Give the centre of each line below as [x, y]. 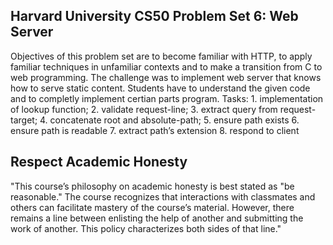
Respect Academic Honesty [99, 162]
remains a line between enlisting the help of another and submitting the [157, 218]
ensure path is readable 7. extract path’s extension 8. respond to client [155, 130]
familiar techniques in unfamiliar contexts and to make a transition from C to [166, 66]
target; [24, 120]
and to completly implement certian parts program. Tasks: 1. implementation [167, 98]
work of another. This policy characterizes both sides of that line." [146, 228]
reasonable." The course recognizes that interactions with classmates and [163, 196]
